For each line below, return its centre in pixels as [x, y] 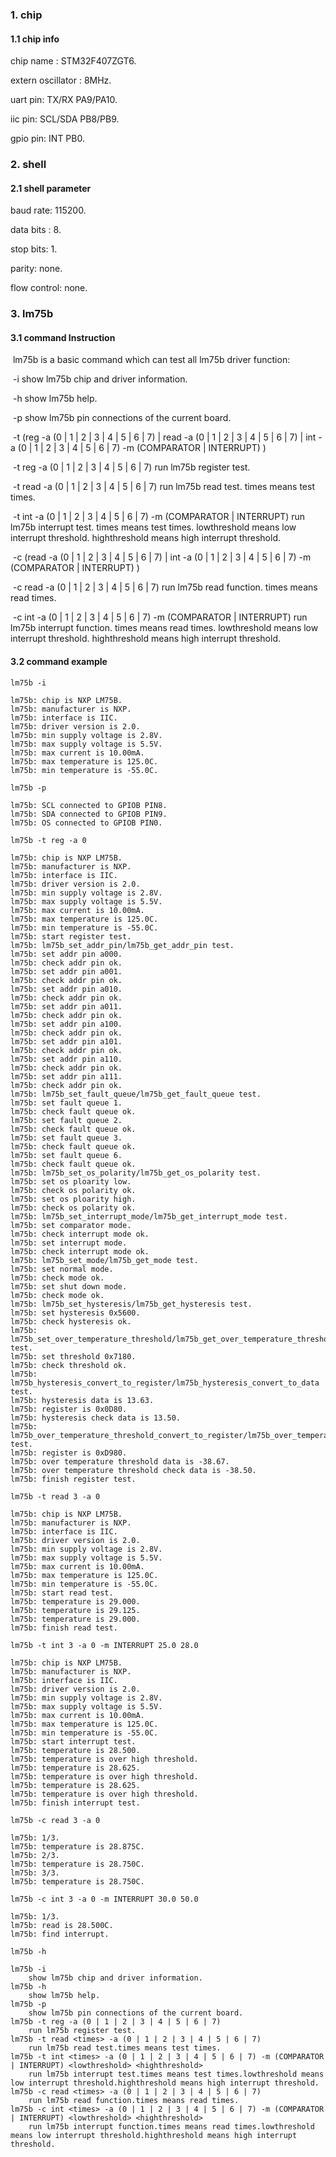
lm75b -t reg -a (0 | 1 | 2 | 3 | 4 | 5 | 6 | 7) [116, 2021]
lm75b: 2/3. [35, 1855]
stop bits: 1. [34, 249]
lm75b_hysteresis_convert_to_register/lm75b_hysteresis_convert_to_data [165, 1383]
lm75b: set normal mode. [62, 1269]
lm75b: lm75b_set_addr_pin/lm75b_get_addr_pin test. [122, 945]
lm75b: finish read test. [64, 1628]
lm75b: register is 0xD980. [69, 1453]
